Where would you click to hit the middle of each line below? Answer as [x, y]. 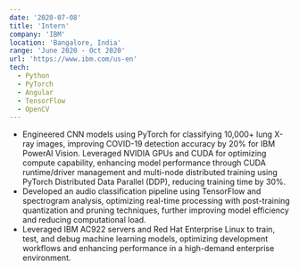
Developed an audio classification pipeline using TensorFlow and [141, 191]
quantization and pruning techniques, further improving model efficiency [156, 210]
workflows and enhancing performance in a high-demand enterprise [148, 249]
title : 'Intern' [39, 26]
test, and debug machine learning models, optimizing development [145, 239]
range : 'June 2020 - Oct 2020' [67, 51]
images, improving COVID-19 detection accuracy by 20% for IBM [156, 144]
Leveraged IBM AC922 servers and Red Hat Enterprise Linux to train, [148, 230]
